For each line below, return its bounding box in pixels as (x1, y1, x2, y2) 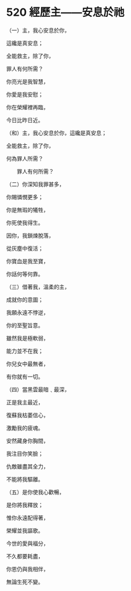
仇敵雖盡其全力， (6, 462, 49, 470)
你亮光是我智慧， (6, 78, 49, 85)
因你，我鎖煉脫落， (6, 232, 54, 239)
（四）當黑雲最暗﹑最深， (6, 386, 70, 393)
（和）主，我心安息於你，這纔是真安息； (6, 129, 107, 136)
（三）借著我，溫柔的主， (6, 283, 70, 290)
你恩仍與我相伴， (6, 565, 49, 572)
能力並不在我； (6, 347, 43, 354)
